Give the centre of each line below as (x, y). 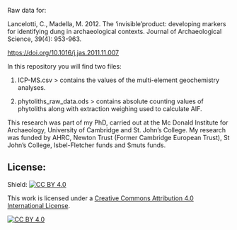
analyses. (31, 87)
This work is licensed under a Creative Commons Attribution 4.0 (101, 198)
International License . (39, 205)
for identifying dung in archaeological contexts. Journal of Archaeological (115, 31)
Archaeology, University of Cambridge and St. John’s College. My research (117, 130)
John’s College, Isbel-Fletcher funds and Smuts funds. (87, 145)
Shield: (17, 184)
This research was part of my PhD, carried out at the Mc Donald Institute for (118, 122)
